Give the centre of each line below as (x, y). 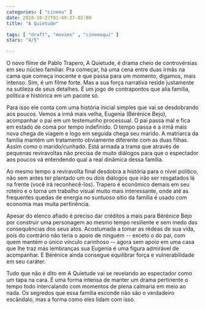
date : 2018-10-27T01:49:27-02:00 (49, 18)
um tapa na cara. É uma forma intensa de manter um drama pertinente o (97, 280)
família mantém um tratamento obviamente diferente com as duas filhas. (97, 140)
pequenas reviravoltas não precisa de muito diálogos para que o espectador (102, 153)
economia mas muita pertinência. (48, 204)
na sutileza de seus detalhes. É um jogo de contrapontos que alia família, (98, 89)
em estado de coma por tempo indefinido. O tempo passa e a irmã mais (97, 127)
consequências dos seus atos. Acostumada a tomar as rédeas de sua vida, (101, 229)
